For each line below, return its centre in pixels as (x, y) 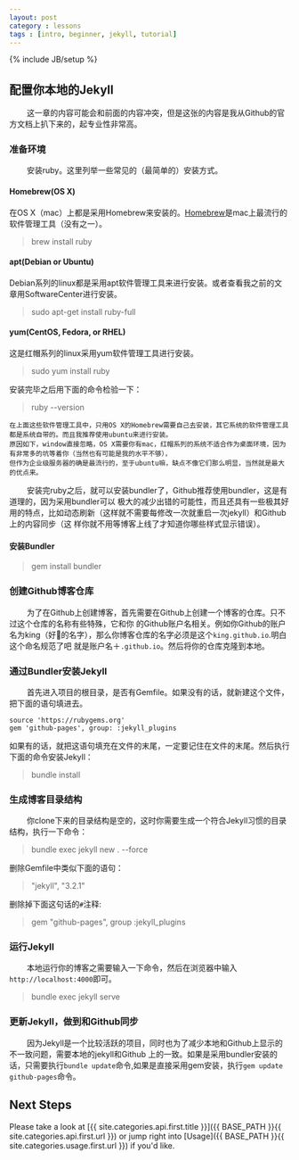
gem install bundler (66, 567)
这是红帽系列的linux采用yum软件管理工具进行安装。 (104, 353)
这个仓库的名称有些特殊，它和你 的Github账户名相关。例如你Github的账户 (151, 623)
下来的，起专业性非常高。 (95, 124)
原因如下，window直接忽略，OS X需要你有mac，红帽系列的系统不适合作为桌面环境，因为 (148, 444)
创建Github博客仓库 (52, 592)
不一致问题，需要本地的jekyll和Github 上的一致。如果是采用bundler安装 (139, 1054)
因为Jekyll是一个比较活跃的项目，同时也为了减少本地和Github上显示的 (154, 1043)
